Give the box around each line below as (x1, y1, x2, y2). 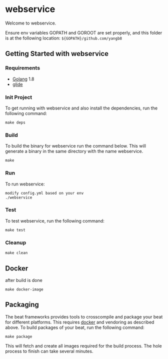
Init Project (5, 93, 32, 100)
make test (5, 227, 26, 232)
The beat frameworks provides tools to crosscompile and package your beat (5, 313, 163, 319)
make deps (5, 120, 26, 125)
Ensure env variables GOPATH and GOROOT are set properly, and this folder (5, 29, 162, 35)
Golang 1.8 (12, 76, 34, 82)
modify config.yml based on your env (5, 190, 84, 195)
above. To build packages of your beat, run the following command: (5, 324, 145, 330)
